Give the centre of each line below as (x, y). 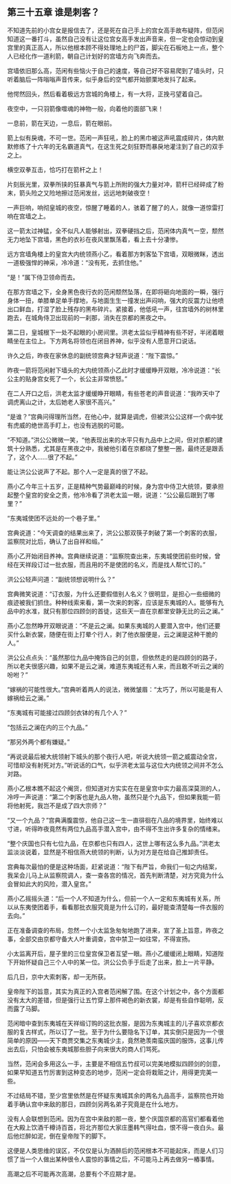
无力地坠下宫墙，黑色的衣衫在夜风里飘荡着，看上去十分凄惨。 (95, 239)
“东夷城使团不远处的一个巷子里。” (54, 518)
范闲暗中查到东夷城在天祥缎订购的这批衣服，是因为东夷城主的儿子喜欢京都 (112, 1023)
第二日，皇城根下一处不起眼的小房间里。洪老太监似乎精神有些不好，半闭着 (112, 332)
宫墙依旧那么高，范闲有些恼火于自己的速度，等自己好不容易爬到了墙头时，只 (115, 70)
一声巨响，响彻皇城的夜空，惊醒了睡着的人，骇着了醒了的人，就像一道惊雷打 (115, 207)
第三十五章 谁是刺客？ (53, 12)
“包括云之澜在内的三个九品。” (47, 727)
